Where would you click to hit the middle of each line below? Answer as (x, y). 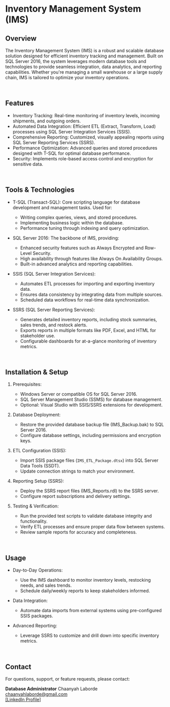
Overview (21, 38)
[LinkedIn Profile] (23, 700)
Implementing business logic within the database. (72, 223)
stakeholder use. (38, 335)
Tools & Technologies (40, 190)
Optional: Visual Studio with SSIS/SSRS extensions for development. (91, 405)
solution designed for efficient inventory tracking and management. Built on (84, 56)
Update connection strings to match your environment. (77, 471)
